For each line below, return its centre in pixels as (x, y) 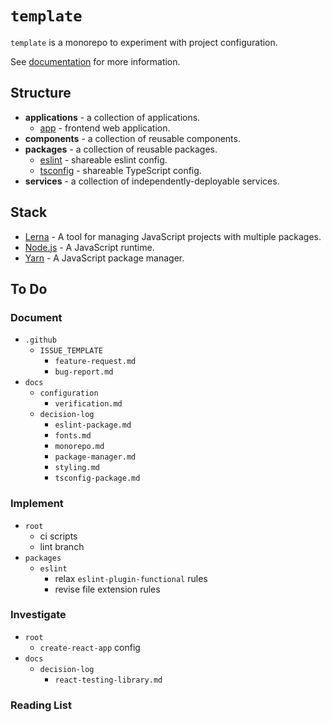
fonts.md (73, 436)
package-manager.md (95, 457)
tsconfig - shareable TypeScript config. (120, 170)
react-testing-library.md (108, 680)
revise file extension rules (107, 589)
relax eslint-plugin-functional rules (131, 578)
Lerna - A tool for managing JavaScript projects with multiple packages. (173, 236)
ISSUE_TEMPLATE (71, 351)
